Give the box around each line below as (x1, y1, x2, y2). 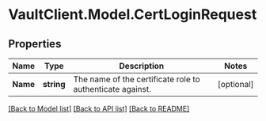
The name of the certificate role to (73, 74, 200, 85)
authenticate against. (73, 84, 152, 94)
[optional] (217, 79, 254, 89)
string (42, 79, 66, 89)
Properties (8, 37, 62, 51)
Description (119, 61, 165, 71)
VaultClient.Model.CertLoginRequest (8, 6, 257, 24)
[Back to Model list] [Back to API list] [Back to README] (8, 104, 190, 113)
